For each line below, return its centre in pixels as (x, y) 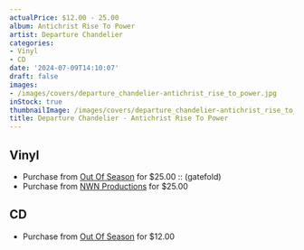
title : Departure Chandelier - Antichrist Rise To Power (119, 118)
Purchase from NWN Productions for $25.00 (105, 186)
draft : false (34, 77)
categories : (32, 43)
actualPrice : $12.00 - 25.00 (64, 18)
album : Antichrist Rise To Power (72, 26)
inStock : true (36, 102)
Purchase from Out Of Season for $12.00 (98, 236)
